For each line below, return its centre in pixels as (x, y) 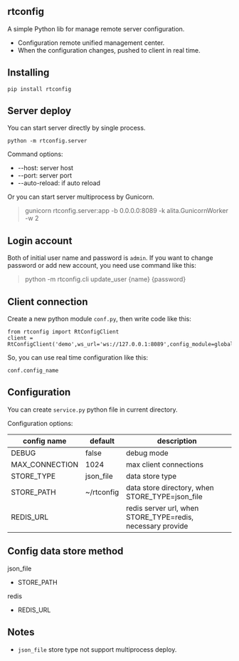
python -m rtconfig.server (47, 141)
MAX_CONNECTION (45, 464)
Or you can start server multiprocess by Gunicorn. (81, 197)
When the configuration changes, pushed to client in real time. (109, 50)
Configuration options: (40, 423)
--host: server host (45, 168)
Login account (40, 240)
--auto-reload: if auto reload (59, 183)
